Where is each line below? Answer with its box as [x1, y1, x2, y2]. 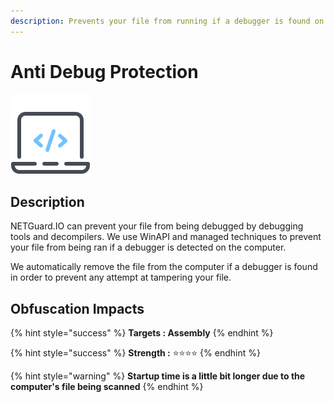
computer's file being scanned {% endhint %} [10, 381, 204, 393]
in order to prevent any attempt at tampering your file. [10, 271, 232, 284]
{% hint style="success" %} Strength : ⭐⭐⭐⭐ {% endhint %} [10, 347, 261, 359]
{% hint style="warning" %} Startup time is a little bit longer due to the [10, 370, 306, 382]
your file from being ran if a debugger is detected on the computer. [10, 241, 287, 254]
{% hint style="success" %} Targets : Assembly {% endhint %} [10, 327, 274, 339]
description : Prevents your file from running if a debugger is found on [10, 16, 325, 26]
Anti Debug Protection [10, 60, 199, 83]
